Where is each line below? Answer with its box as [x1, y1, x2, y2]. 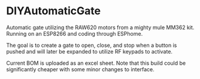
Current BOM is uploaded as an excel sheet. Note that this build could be [6, 59, 186, 67]
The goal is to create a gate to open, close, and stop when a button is [6, 42, 177, 49]
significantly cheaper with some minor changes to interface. [6, 65, 154, 72]
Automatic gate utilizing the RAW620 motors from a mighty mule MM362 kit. [6, 24, 195, 31]
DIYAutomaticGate [6, 4, 101, 18]
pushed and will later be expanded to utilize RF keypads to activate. [6, 48, 172, 55]
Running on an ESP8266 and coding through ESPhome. [6, 30, 143, 37]
